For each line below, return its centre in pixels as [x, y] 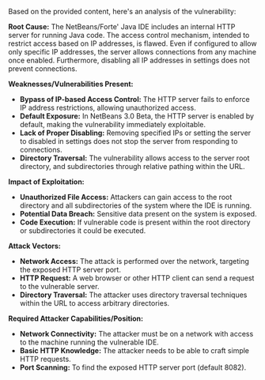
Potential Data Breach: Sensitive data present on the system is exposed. [138, 214]
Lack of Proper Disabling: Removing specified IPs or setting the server [135, 133]
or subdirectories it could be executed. [83, 231]
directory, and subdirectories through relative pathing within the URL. [132, 166]
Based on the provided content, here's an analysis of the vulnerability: [122, 11]
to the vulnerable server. [59, 286]
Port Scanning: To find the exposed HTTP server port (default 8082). [133, 367]
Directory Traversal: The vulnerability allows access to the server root [134, 158]
